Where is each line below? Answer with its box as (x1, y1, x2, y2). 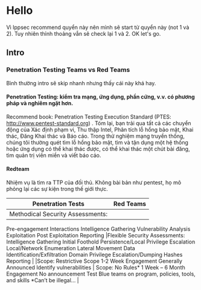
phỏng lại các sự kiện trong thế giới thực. (6, 185, 108, 193)
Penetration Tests (32, 200, 85, 208)
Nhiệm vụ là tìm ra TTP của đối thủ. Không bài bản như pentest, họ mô (6, 179, 182, 186)
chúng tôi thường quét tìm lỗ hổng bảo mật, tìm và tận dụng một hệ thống (6, 138, 188, 146)
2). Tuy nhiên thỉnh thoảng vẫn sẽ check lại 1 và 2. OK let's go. (6, 30, 161, 37)
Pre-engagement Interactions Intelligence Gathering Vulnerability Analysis (6, 225, 191, 233)
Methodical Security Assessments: (9, 210, 108, 218)
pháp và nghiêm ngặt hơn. (6, 100, 74, 107)
